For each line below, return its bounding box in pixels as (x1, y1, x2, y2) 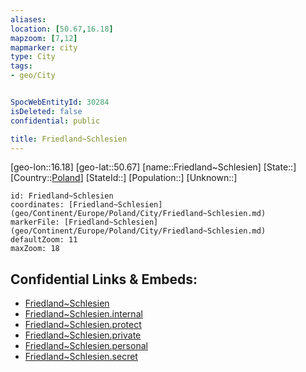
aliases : (10, 14, 47, 25)
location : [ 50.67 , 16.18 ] (10, 24, 114, 34)
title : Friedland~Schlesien (10, 134, 128, 144)
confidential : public (10, 116, 101, 126)
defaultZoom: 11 (10, 235, 78, 245)
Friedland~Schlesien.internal (24, 308, 143, 320)
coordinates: (10, 200, 65, 210)
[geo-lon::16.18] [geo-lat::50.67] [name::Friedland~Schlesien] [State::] (10, 161, 297, 173)
